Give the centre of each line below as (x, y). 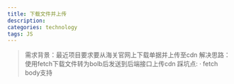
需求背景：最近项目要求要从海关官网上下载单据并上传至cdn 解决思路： (127, 55)
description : (27, 21)
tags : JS (20, 34)
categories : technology (43, 27)
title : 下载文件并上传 (37, 14)
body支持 (39, 73)
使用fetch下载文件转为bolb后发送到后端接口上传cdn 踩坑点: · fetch (121, 64)
